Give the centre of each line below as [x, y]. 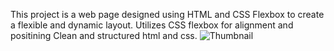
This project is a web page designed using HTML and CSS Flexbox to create [167, 14]
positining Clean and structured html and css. [104, 35]
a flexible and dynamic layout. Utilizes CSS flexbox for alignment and [152, 25]
